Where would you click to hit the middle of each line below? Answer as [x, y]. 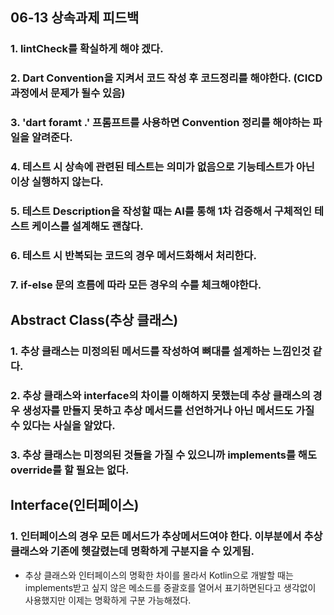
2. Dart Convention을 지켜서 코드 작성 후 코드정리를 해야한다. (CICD [166, 78]
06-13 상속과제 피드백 [75, 18]
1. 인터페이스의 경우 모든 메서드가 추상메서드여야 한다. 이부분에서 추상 [166, 536]
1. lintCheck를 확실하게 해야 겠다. [87, 49]
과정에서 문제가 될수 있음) [68, 93]
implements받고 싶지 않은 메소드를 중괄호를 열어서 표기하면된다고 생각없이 [170, 587]
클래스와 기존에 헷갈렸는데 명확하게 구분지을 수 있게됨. [132, 551]
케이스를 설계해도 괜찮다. [87, 226]
